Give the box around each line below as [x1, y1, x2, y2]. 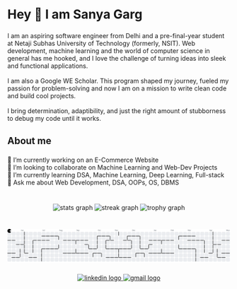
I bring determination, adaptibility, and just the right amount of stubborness [7, 107, 226, 115]
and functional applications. [7, 61, 88, 70]
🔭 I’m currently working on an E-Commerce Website [7, 155, 159, 165]
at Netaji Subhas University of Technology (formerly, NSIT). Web [7, 39, 196, 48]
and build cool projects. [7, 92, 76, 100]
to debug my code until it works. [7, 114, 101, 123]
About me [7, 134, 52, 147]
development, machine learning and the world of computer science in [7, 47, 210, 55]
